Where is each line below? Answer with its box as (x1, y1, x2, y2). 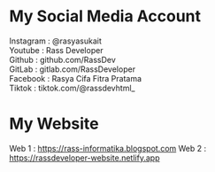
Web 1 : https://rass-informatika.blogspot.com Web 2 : (9, 143, 206, 153)
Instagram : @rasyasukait (9, 35, 102, 46)
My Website (9, 113, 99, 134)
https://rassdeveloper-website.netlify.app (9, 152, 160, 163)
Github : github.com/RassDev (9, 54, 117, 65)
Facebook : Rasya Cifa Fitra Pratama (9, 73, 142, 83)
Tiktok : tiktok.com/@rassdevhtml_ (9, 82, 135, 93)
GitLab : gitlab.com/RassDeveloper (9, 64, 135, 74)
